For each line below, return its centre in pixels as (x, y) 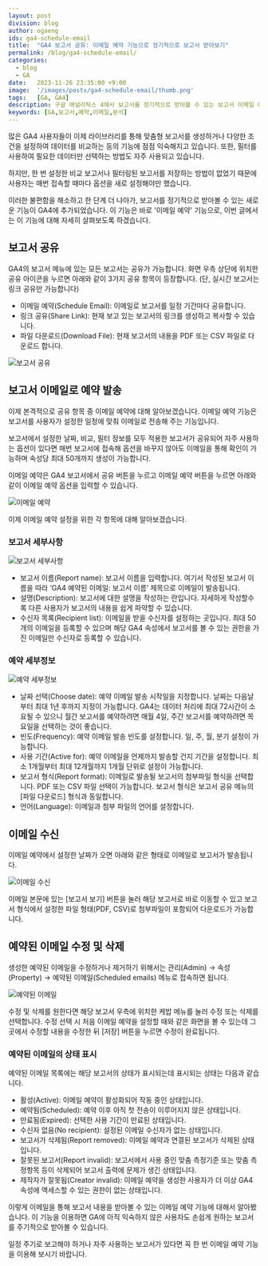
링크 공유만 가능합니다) (44, 288)
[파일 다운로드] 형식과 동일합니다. (71, 796)
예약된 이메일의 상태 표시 (53, 1054)
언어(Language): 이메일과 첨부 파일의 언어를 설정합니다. (107, 807)
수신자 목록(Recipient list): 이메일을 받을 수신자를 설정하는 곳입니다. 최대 (132, 618)
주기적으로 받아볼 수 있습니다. (63, 1227)
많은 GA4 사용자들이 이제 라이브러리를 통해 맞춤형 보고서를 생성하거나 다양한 (127, 136)
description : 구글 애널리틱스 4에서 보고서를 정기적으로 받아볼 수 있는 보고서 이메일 (131, 105)
